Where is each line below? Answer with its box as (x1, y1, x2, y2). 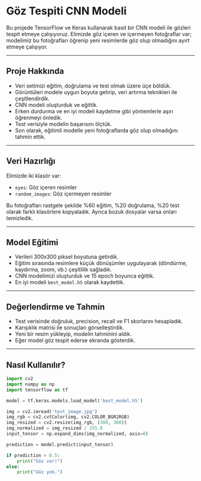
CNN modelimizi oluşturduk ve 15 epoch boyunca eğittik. (14, 272, 155, 279)
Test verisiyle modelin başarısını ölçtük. (14, 120, 112, 127)
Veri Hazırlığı (6, 156, 56, 166)
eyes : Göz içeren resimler (14, 184, 77, 191)
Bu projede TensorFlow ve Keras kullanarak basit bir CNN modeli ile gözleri (6, 24, 191, 31)
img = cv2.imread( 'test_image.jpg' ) (6, 408, 98, 414)
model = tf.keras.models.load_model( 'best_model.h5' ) (6, 398, 144, 404)
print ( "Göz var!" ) (17, 458, 63, 464)
